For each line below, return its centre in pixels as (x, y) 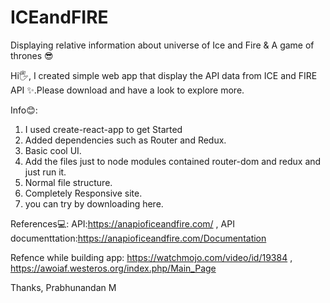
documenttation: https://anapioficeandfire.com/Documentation (138, 238)
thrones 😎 (32, 55)
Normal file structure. (68, 182)
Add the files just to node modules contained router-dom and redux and (173, 161)
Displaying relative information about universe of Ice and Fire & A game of (162, 45)
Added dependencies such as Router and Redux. (125, 140)
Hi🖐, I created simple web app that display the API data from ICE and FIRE (164, 75)
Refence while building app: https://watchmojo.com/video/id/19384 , (151, 257)
